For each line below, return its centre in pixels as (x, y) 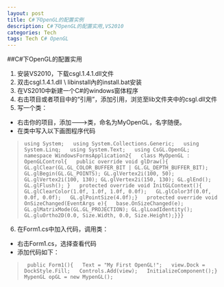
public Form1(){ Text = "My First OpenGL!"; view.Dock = (116, 265)
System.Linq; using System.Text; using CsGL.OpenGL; (107, 150)
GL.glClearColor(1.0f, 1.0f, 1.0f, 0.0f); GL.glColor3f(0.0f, (117, 192)
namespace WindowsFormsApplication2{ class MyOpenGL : (107, 156)
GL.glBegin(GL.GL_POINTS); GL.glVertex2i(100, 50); (99, 174)
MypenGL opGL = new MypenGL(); (69, 277)
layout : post (26, 13)
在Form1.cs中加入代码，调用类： (63, 229)
